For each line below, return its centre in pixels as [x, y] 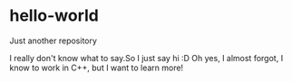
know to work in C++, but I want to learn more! [97, 68]
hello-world [54, 16]
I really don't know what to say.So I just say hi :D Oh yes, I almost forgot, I [146, 58]
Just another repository [54, 41]
